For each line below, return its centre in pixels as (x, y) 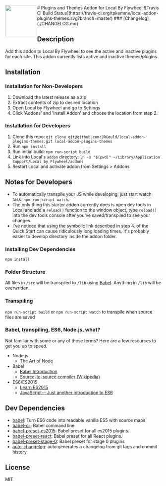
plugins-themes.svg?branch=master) (75, 18)
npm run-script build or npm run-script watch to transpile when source (79, 312)
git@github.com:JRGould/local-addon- (107, 137)
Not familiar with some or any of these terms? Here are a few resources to (81, 340)
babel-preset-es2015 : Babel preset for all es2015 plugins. (71, 431)
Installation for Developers (38, 126)
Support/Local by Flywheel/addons (48, 162)
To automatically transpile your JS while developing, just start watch (82, 194)
